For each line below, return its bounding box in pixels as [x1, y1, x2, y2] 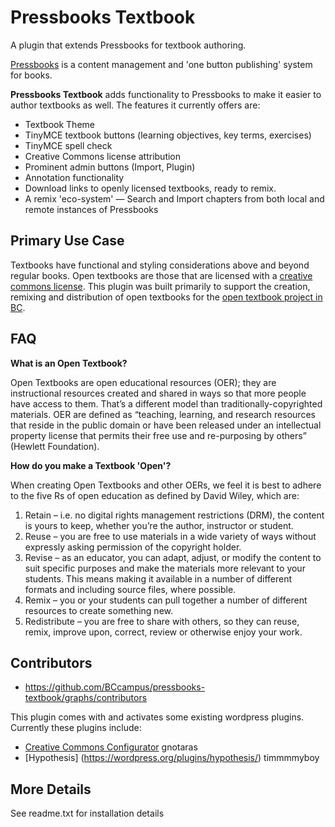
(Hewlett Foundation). [10, 440, 100, 452]
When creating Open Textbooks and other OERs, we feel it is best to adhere [10, 479, 322, 491]
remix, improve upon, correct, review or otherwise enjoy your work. [24, 626, 303, 638]
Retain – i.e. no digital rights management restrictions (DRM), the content [24, 509, 325, 521]
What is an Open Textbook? [10, 357, 128, 369]
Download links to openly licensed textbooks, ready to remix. [24, 182, 277, 194]
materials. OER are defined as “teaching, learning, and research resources [10, 408, 316, 420]
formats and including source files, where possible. [24, 583, 237, 595]
